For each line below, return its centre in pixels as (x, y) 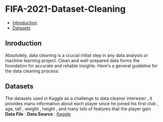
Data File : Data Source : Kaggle (38, 114)
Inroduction (23, 44)
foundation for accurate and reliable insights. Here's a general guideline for (81, 65)
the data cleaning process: (32, 71)
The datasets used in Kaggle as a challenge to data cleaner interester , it (79, 98)
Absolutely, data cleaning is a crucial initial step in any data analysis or (77, 55)
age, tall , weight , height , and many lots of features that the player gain (78, 109)
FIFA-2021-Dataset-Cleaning (65, 9)
